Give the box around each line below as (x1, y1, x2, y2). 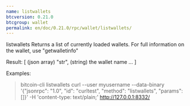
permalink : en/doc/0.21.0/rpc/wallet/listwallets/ (6, 25, 132, 31)
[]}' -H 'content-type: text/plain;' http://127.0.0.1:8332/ (20, 94, 150, 101)
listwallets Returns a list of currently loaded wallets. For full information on (6, 41, 185, 48)
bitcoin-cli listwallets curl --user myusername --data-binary (20, 81, 165, 88)
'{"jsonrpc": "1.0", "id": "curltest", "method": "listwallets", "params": (20, 87, 183, 94)
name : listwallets (6, 8, 51, 15)
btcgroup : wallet (6, 19, 49, 25)
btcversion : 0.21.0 (6, 14, 54, 20)
